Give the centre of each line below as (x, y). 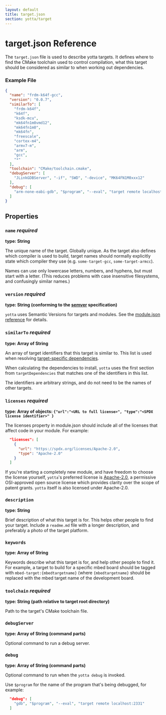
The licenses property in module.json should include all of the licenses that (82, 425)
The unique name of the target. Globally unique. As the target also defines (81, 251)
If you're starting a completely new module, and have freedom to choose (79, 472)
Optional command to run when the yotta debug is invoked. (65, 675)
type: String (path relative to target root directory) (57, 602)
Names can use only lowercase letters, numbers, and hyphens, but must (79, 271)
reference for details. (26, 320)
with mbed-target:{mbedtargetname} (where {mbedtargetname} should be (78, 573)
